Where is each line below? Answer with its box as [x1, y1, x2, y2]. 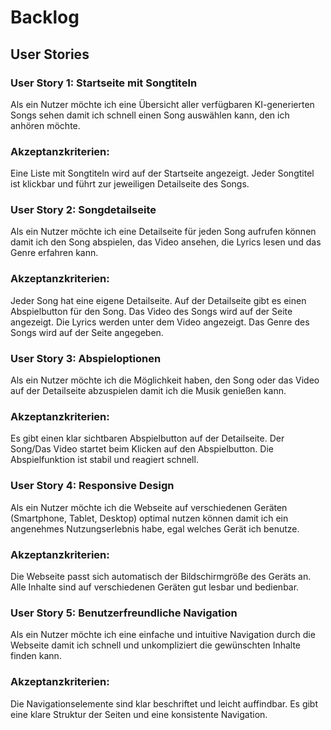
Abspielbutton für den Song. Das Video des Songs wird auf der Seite [10, 305, 293, 317]
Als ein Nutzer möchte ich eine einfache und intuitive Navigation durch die [10, 629, 316, 641]
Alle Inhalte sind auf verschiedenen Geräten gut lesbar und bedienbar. [10, 581, 300, 593]
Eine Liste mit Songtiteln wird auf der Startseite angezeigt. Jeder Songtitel [10, 167, 315, 180]
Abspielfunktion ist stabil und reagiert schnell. [10, 454, 199, 466]
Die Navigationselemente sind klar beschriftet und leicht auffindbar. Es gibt [10, 697, 319, 710]
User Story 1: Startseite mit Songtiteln [10, 76, 198, 90]
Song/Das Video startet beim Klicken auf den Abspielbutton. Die [10, 443, 274, 455]
